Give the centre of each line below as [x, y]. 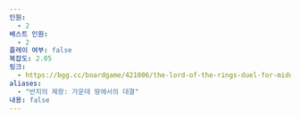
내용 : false [30, 100]
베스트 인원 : [29, 34]
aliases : [25, 83]
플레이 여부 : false [41, 51]
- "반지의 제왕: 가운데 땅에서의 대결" [78, 91]
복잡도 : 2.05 [30, 59]
